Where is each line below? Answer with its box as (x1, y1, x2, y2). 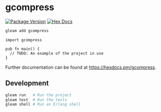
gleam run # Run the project (5, 92, 72, 98)
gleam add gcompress (5, 28, 49, 33)
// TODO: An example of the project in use (10, 50, 103, 56)
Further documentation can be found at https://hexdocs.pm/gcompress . (5, 64, 156, 70)
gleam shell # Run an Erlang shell (5, 102, 81, 107)
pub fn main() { (5, 46, 40, 51)
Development (5, 79, 49, 88)
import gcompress (5, 37, 42, 42)
